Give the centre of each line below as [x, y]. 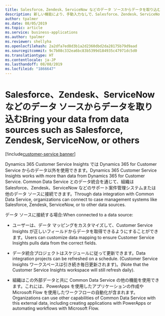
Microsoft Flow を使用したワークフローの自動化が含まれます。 [75, 292]
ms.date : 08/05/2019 [26, 23]
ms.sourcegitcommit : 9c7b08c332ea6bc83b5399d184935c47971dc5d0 [71, 51]
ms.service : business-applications [41, 32]
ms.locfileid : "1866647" [30, 69]
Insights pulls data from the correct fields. [55, 243]
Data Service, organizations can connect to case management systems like [81, 199]
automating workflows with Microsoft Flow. [56, 308]
